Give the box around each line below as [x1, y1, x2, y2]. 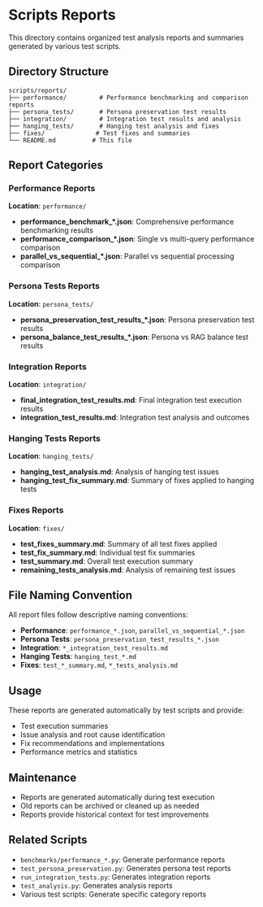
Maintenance [8, 770, 77, 784]
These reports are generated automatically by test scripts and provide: [8, 705, 245, 715]
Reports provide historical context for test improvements [19, 809, 209, 819]
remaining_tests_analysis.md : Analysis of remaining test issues [19, 565, 236, 574]
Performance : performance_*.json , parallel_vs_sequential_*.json [19, 626, 245, 635]
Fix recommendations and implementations [19, 739, 165, 748]
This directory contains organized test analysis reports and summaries [8, 33, 244, 42]
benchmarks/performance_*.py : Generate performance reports [19, 854, 226, 864]
